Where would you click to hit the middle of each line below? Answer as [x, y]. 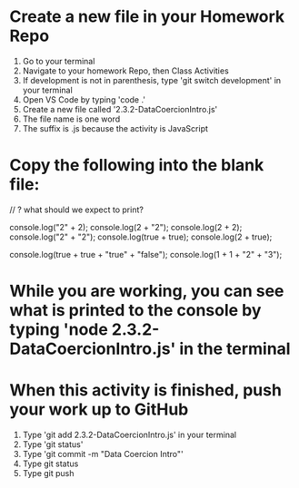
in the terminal [235, 349]
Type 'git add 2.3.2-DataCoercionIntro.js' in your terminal [130, 434]
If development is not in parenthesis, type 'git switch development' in [152, 80]
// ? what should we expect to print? [76, 210]
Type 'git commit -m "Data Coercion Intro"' [103, 454]
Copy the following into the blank [137, 166]
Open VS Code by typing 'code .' [84, 99]
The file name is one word [71, 119]
